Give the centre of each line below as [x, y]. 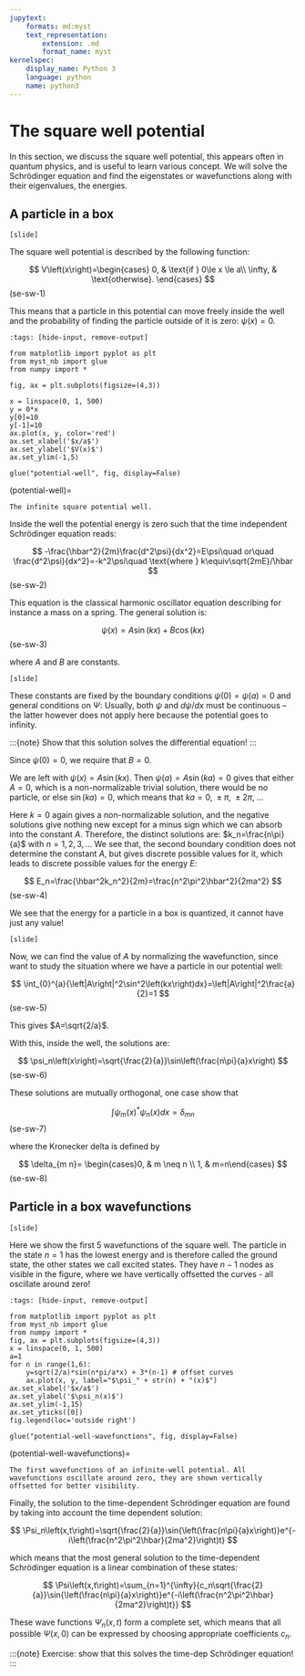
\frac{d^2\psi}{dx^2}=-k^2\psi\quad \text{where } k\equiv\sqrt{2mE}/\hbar [153, 561]
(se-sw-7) [28, 1128]
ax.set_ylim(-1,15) [46, 1404]
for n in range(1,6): [51, 1364]
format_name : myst [77, 52]
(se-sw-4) [29, 896]
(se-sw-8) [29, 1178]
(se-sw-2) [28, 585]
